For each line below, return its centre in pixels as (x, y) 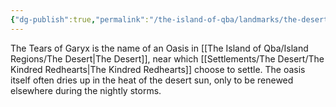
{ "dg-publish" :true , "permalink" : (80, 19)
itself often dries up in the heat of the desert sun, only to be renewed (152, 80)
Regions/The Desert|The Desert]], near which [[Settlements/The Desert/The (167, 58)
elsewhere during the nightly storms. (86, 90)
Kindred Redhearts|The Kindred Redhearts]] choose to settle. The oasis (158, 69)
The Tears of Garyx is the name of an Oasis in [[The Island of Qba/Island (159, 48)
